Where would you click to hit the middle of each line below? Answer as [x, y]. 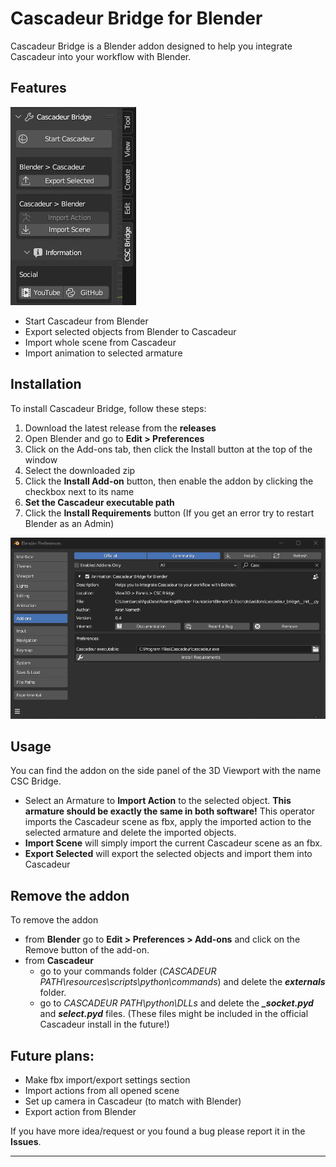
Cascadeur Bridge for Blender [136, 18]
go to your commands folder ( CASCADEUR [128, 971]
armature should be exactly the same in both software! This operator [170, 811]
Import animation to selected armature [103, 353]
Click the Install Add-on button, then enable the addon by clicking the [169, 481]
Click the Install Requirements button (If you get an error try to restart [169, 513]
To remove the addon [54, 920]
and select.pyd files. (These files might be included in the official [174, 1014]
